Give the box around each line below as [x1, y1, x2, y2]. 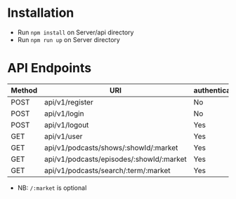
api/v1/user [44, 131, 83, 141]
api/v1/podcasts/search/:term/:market [44, 165, 171, 175]
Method [11, 85, 38, 95]
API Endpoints [7, 60, 92, 76]
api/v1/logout [44, 120, 89, 130]
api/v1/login [44, 109, 84, 118]
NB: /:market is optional [17, 184, 87, 192]
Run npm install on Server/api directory [17, 28, 134, 36]
